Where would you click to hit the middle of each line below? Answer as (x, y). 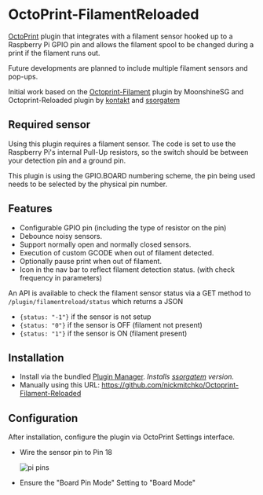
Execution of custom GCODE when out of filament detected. (117, 252)
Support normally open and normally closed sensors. (105, 244)
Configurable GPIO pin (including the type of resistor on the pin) (123, 227)
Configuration (43, 418)
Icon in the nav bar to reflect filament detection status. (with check (127, 269)
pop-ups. (23, 76)
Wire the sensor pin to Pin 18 (66, 453)
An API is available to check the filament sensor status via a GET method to (130, 293)
